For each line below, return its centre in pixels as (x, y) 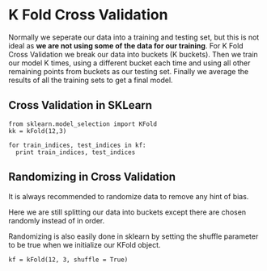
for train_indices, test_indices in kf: (78, 145)
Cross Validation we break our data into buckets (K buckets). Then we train (133, 54)
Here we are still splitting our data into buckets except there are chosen (127, 212)
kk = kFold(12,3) (38, 131)
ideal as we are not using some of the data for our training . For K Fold (126, 45)
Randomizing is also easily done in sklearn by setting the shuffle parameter (133, 236)
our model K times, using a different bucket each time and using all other (129, 63)
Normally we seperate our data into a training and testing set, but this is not (134, 37)
